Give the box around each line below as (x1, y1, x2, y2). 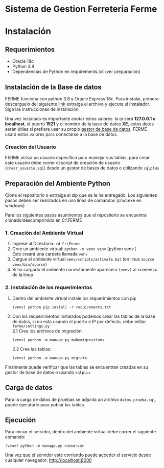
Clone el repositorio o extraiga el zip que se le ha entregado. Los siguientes (5, 192, 158, 198)
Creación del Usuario (5, 143, 56, 150)
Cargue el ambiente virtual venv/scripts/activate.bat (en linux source (12, 256, 155, 262)
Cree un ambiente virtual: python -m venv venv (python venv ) (12, 246, 137, 252)
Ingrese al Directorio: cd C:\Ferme (12, 241, 80, 247)
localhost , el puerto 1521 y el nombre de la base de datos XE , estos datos (5, 121, 154, 127)
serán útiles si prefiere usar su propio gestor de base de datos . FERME (5, 126, 148, 132)
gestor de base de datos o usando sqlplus (5, 369, 91, 375)
